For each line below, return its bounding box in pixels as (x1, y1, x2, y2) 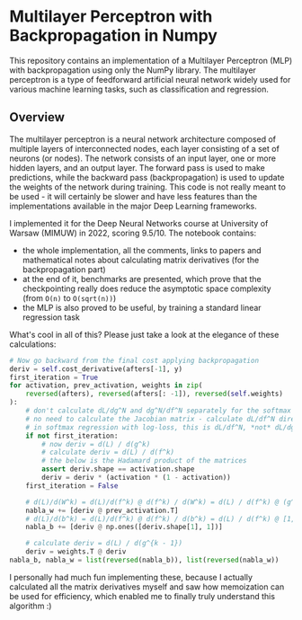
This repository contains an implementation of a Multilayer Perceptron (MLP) (9, 55, 293, 66)
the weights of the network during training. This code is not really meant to (9, 182, 286, 192)
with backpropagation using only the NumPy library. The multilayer (9, 65, 256, 75)
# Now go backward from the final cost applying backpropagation (9, 356, 259, 365)
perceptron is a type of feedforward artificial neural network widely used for (9, 74, 291, 84)
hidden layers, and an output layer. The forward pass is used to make (9, 162, 265, 173)
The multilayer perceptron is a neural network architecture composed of (9, 133, 277, 145)
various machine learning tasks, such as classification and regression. (9, 84, 270, 94)
